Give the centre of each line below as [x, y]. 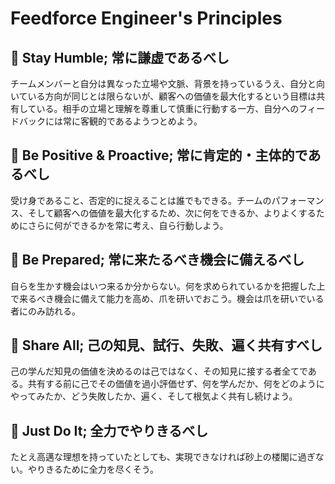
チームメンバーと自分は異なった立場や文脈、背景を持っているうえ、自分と [163, 83]
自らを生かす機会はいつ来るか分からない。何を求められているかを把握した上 [168, 286]
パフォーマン [298, 200]
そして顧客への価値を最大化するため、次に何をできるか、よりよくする [172, 213]
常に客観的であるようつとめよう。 [132, 121]
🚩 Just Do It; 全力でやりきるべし [109, 430]
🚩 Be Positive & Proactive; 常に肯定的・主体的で [159, 155]
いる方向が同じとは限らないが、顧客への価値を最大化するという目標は [172, 96]
